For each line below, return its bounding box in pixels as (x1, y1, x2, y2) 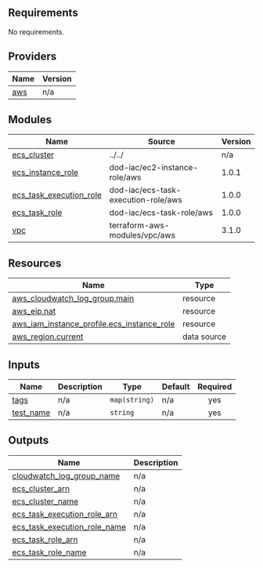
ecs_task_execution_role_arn (12, 508, 117, 519)
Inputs (8, 358, 41, 371)
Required (197, 381, 232, 392)
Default (161, 381, 190, 392)
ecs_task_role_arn (12, 533, 78, 544)
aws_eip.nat (12, 306, 56, 317)
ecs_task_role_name (12, 547, 87, 558)
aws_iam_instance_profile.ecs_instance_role (12, 319, 175, 330)
